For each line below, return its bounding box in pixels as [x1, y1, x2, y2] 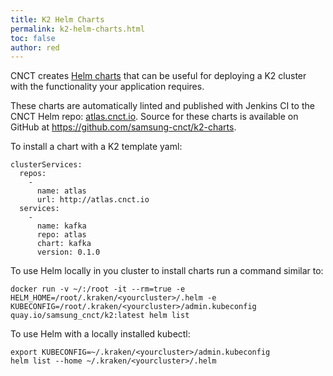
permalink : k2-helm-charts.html [10, 24, 145, 34]
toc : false [10, 33, 56, 43]
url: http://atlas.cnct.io [36, 195, 150, 205]
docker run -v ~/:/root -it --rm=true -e [10, 284, 186, 295]
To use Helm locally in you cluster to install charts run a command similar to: [10, 265, 324, 277]
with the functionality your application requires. [10, 81, 205, 93]
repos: [19, 169, 47, 179]
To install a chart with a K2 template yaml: [10, 141, 183, 153]
